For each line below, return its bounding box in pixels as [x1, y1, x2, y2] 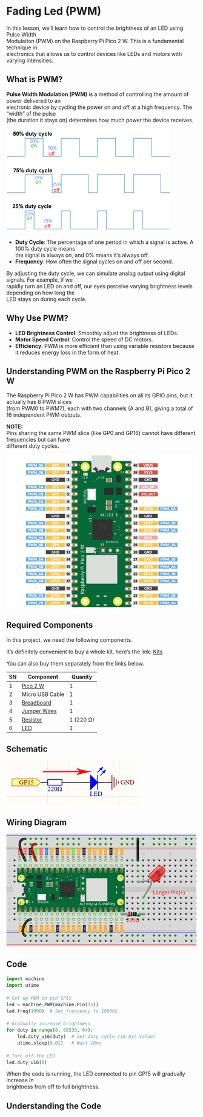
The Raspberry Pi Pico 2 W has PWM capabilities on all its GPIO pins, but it [6, 392, 193, 399]
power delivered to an [6, 97, 61, 104]
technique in [6, 44, 38, 51]
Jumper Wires [21, 708, 57, 715]
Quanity [72, 673, 93, 681]
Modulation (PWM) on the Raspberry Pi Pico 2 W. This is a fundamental [6, 37, 184, 44]
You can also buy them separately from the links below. [6, 659, 144, 667]
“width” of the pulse [6, 110, 56, 117]
